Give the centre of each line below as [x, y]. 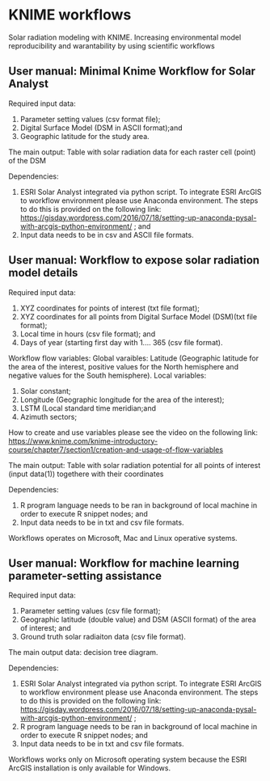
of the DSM [27, 160]
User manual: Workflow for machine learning [124, 563]
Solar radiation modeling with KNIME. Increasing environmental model [125, 37]
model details [43, 273]
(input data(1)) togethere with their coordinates [86, 474]
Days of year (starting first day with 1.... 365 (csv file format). [121, 342]
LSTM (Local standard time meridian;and [88, 408]
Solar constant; [45, 390]
